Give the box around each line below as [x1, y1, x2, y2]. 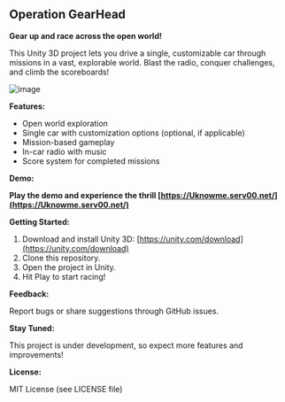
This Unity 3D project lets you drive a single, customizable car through [9, 48, 266, 58]
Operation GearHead [9, 7, 127, 22]
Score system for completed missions [21, 155, 160, 166]
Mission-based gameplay [21, 136, 115, 147]
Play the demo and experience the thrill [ [9, 189, 162, 200]
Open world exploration [21, 118, 109, 128]
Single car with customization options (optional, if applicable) [21, 128, 245, 138]
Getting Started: [9, 216, 70, 227]
